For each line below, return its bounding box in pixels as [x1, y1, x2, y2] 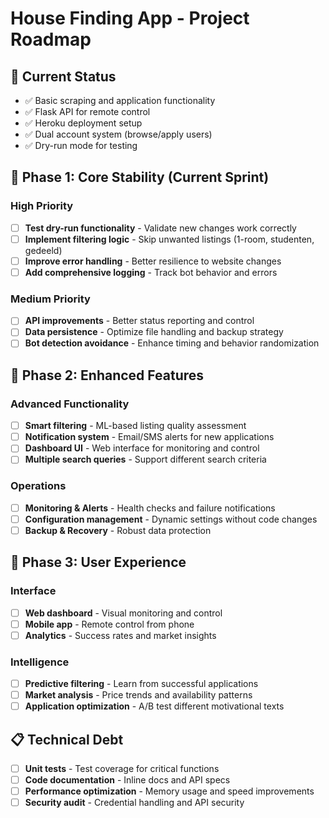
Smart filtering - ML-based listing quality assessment [24, 420, 247, 432]
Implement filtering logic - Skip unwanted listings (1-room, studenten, [24, 233, 315, 245]
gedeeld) [24, 244, 63, 256]
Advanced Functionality [10, 397, 130, 411]
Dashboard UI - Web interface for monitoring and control [24, 442, 260, 454]
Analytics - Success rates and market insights [24, 629, 217, 641]
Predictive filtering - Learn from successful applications [24, 678, 259, 690]
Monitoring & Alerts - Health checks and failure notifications [24, 502, 276, 514]
